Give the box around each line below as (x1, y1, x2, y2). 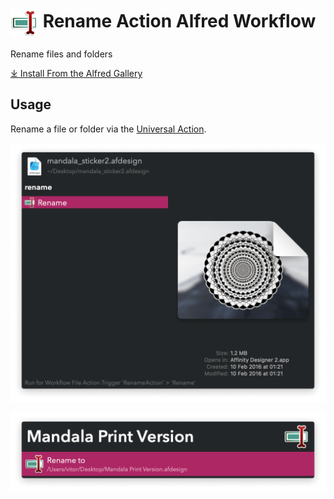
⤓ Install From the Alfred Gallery (10, 67, 143, 79)
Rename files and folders (10, 48, 113, 60)
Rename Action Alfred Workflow (42, 10, 317, 33)
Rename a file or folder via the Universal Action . (10, 123, 207, 135)
